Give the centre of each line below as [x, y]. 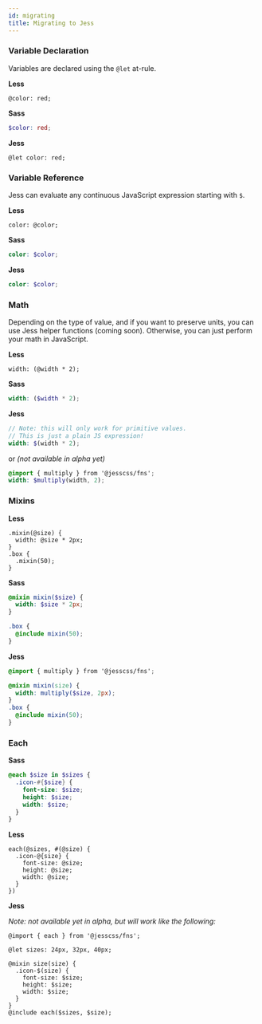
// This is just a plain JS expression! [76, 435]
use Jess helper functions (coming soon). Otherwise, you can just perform [131, 331]
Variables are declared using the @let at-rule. [82, 68]
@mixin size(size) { [43, 964]
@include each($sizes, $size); [60, 1013]
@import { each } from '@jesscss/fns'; [74, 936]
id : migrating [32, 16]
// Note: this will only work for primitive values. [98, 428]
